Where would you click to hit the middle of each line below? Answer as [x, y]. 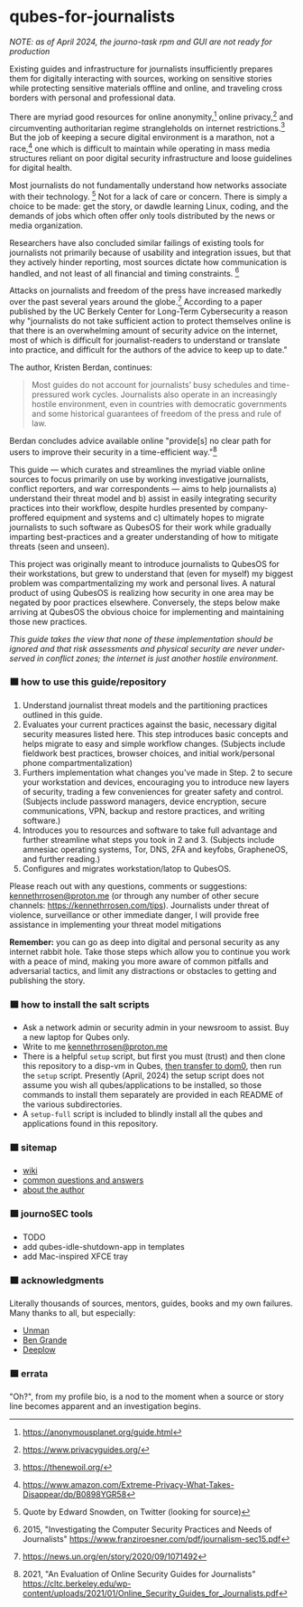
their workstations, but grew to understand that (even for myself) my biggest [151, 573]
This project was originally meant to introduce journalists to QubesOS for [144, 563]
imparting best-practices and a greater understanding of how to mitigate [144, 536]
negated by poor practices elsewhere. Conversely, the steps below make [145, 602]
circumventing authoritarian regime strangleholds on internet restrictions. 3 [147, 127]
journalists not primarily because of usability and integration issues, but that [150, 252]
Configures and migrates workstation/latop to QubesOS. [127, 868]
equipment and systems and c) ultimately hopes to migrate [155, 517]
